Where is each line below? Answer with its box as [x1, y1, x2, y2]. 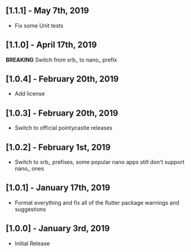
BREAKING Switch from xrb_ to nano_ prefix [6, 56, 117, 63]
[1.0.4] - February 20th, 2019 [6, 74, 119, 84]
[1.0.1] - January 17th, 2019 [6, 183, 111, 193]
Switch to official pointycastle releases [14, 124, 113, 132]
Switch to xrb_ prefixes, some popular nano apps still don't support [14, 159, 185, 166]
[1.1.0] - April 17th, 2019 [6, 40, 97, 50]
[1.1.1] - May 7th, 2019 [6, 6, 90, 16]
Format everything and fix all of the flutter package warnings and [14, 199, 179, 206]
